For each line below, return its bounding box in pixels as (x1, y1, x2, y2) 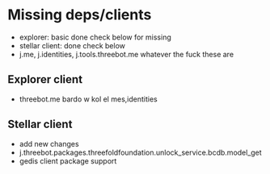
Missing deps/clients (7, 6, 152, 24)
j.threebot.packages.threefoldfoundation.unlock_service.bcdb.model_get (19, 147, 262, 157)
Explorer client (7, 72, 82, 86)
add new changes (19, 139, 79, 148)
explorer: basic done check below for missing (19, 32, 171, 42)
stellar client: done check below (19, 40, 126, 50)
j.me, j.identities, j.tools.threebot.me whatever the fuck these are (19, 49, 234, 59)
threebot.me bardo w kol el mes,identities (19, 94, 158, 104)
